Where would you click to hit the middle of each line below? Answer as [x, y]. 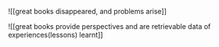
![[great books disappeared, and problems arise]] [87, 11]
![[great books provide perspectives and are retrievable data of [109, 26]
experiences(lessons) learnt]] [56, 35]
